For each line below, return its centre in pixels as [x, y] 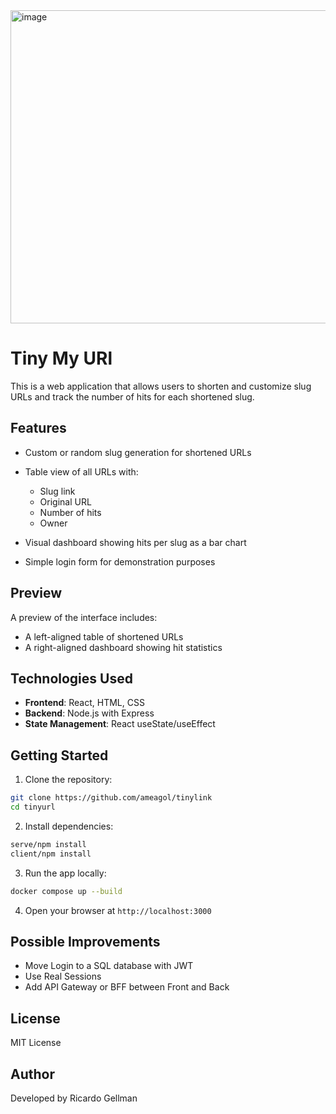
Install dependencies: [69, 826]
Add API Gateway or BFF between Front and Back [127, 987]
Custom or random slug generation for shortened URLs [138, 452]
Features [38, 428]
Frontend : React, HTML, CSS [84, 703]
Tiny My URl [61, 358]
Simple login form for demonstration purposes [120, 561]
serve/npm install [48, 844]
